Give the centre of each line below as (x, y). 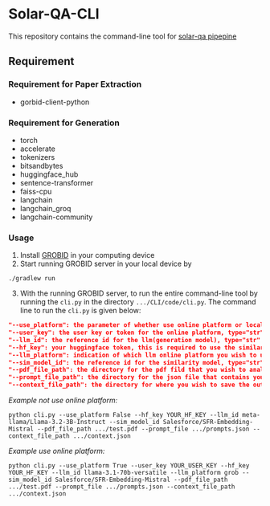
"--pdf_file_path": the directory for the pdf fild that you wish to (127, 370)
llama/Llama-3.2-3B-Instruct (57, 422)
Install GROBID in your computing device (87, 255)
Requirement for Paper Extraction (75, 84)
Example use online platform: (57, 451)
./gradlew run (32, 279)
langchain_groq (45, 208)
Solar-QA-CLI (54, 14)
